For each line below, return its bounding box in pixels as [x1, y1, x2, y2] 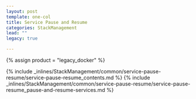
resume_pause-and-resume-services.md [6, 87, 105, 93]
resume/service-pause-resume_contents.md [6, 74, 114, 81]
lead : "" [6, 30, 27, 36]
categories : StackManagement [6, 24, 77, 31]
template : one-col [6, 14, 51, 20]
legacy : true [6, 36, 38, 41]
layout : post [6, 8, 38, 15]
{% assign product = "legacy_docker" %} [6, 56, 105, 63]
